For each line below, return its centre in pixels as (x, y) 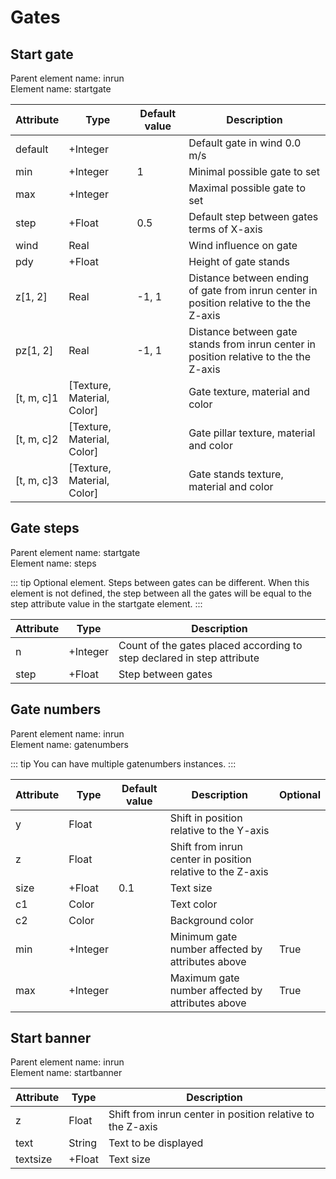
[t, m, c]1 (37, 398)
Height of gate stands (239, 261)
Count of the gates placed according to (210, 645)
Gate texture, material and (249, 391)
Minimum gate (203, 936)
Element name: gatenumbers (69, 744)
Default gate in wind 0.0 (245, 143)
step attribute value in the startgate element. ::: (106, 603)
